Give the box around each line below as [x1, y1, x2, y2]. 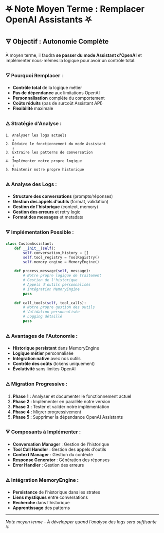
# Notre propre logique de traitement [23, 273, 102, 278]
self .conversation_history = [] [23, 250, 89, 255]
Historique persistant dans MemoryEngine [12, 345, 99, 351]
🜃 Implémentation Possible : [5, 229, 74, 235]
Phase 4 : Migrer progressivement [12, 409, 82, 415]
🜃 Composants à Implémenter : [5, 428, 81, 435]
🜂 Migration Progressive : [5, 381, 68, 387]
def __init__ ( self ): [14, 246, 56, 251]
